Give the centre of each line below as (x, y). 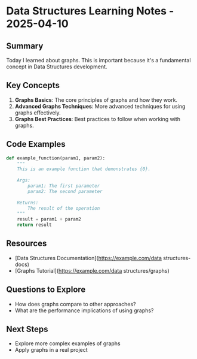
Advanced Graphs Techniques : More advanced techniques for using (100, 106)
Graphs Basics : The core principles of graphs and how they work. (96, 99)
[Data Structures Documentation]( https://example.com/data (88, 258)
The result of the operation (64, 208)
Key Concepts (33, 85)
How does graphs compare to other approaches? (75, 304)
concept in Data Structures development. (57, 67)
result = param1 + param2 (49, 219)
